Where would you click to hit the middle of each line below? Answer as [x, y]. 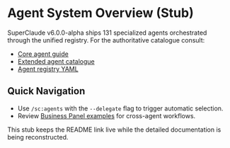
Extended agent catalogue [56, 61]
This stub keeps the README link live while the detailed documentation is [114, 130]
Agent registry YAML [48, 69]
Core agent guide [43, 54]
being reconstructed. [38, 137]
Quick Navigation [46, 91]
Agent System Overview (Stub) [100, 13]
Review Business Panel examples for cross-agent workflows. [107, 115]
